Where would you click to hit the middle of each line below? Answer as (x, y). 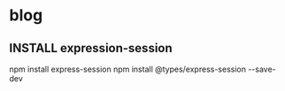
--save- (262, 69)
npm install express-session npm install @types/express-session (127, 69)
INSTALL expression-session (91, 48)
